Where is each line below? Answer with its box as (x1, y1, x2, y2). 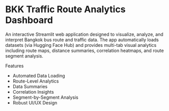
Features (5, 63, 24, 69)
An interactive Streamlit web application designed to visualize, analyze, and (5, 31, 164, 37)
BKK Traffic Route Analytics (5, 4, 126, 15)
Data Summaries (12, 83, 48, 90)
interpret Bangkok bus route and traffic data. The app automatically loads (5, 37, 159, 43)
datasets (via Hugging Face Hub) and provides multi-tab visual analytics (5, 42, 157, 48)
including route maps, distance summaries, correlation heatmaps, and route (5, 47, 164, 53)
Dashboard (5, 14, 53, 26)
